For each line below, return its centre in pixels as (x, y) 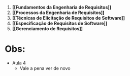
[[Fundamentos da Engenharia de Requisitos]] (62, 7)
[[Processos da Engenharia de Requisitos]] (58, 13)
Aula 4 (19, 63)
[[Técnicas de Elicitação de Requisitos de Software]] (68, 18)
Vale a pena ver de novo (45, 68)
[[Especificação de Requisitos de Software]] (60, 23)
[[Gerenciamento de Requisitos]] (47, 29)
